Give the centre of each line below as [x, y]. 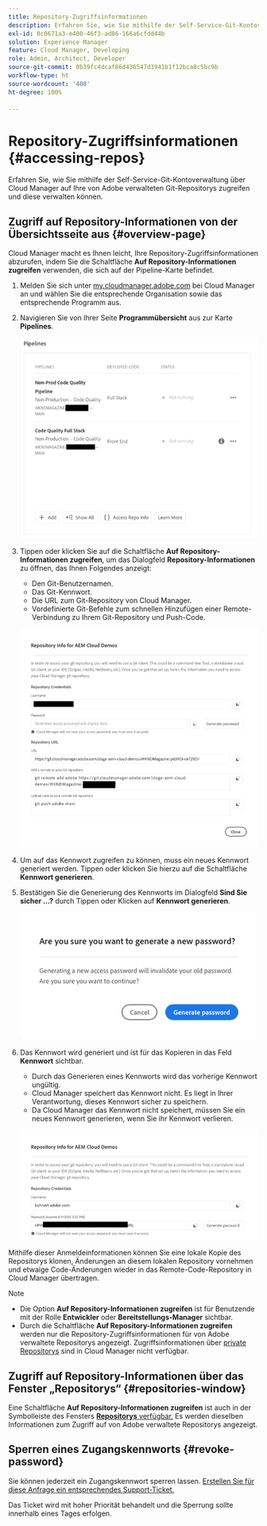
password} [36, 1462]
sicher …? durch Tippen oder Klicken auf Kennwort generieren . [125, 900]
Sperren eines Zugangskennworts [95, 1449]
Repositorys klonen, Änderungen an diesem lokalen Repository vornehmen [131, 1261]
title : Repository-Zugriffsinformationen [78, 17]
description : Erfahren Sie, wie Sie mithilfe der [92, 25]
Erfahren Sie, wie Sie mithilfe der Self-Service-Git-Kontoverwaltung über [127, 180]
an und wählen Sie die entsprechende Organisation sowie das [121, 294]
